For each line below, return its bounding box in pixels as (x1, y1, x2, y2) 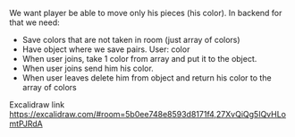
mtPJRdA (9, 118, 43, 129)
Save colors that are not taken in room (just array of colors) (21, 35, 240, 45)
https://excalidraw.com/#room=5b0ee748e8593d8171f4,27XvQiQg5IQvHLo (9, 109, 287, 119)
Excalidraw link (9, 99, 65, 110)
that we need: (9, 17, 60, 28)
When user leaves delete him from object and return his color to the (21, 73, 272, 83)
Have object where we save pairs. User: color (21, 44, 190, 55)
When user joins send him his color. (21, 63, 154, 73)
